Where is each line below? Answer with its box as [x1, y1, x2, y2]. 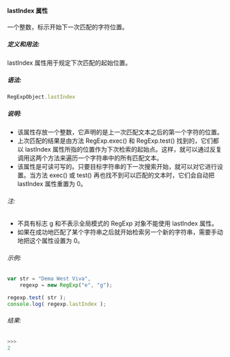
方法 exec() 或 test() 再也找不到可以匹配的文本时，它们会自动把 [35, 171, 215, 179]
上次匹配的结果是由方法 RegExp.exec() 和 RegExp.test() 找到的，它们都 [17, 136, 220, 145]
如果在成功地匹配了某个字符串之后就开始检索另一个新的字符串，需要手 [17, 228, 218, 236]
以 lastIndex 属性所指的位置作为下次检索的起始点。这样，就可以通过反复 [17, 145, 222, 153]
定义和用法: [7, 40, 40, 48]
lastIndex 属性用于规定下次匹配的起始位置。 [7, 59, 132, 67]
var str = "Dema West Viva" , [7, 276, 91, 283]
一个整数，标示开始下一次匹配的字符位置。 [7, 23, 128, 31]
